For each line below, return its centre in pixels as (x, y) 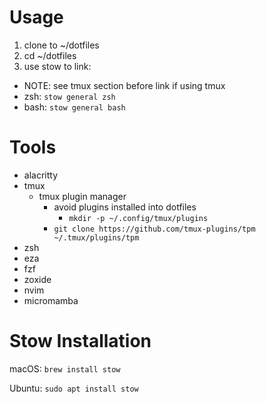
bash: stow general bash (74, 107)
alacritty (41, 175)
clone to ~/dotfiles (61, 45)
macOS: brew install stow (65, 368)
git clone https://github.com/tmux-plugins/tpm (154, 229)
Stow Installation (80, 341)
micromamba (51, 300)
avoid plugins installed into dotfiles (125, 207)
